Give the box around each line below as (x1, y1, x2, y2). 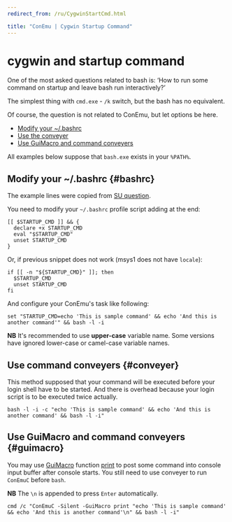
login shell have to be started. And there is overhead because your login (7, 386, 215, 394)
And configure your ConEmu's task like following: (7, 299, 150, 308)
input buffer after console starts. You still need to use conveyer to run (7, 468, 208, 477)
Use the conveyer (17, 132, 68, 140)
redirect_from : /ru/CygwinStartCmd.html (7, 10, 127, 17)
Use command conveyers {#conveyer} (7, 359, 180, 371)
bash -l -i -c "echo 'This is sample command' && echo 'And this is (7, 407, 211, 414)
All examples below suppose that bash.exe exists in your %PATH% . (7, 153, 191, 161)
